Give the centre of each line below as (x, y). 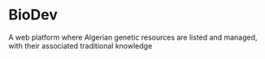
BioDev (33, 15)
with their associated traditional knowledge (80, 45)
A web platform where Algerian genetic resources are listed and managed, (133, 37)
